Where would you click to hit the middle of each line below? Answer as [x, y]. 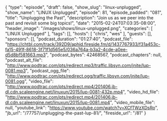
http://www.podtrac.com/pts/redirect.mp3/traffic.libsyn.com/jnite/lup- [79, 65]
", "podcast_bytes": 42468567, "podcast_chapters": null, [104, 55]
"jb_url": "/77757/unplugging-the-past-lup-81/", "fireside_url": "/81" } [76, 113]
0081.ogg [15, 81]
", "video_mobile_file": [133, 102]
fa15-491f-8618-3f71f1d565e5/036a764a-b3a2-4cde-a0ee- [67, 50]
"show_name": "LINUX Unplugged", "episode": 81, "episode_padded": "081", [84, 12]
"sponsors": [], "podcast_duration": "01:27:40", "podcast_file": [69, 39]
